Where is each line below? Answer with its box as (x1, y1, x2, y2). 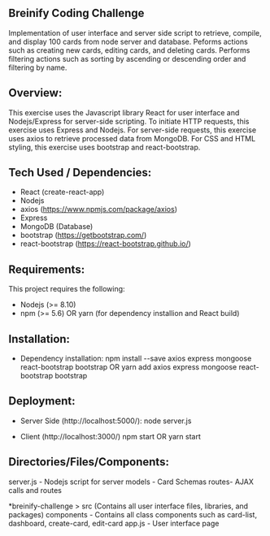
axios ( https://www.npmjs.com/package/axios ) (20, 205, 177, 214)
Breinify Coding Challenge (8, 6, 145, 20)
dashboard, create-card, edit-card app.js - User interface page (8, 518, 220, 528)
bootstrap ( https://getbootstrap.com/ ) (20, 231, 147, 240)
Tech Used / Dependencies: (8, 166, 152, 179)
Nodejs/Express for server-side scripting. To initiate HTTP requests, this (8, 116, 250, 126)
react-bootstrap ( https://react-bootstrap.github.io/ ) (20, 239, 191, 249)
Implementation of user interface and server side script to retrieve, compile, (8, 28, 262, 37)
